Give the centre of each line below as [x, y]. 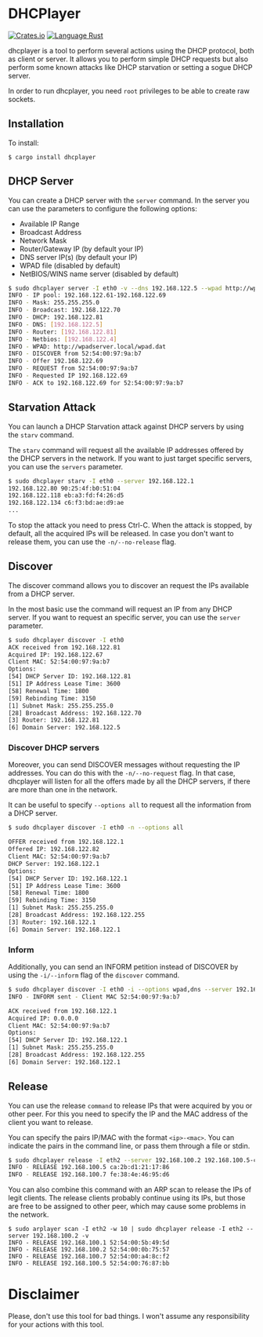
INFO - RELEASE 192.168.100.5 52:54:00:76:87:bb [89, 1264]
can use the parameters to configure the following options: [103, 208]
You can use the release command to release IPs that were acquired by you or [130, 1105]
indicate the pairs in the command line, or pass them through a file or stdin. [129, 1145]
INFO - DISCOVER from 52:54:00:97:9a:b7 [75, 354]
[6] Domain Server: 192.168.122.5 [65, 728]
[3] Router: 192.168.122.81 [54, 720]
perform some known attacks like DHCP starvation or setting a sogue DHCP [130, 67]
